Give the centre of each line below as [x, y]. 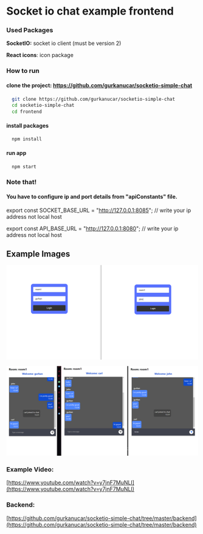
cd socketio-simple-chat [43, 105]
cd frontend [27, 112]
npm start [24, 166]
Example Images [38, 254]
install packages [28, 125]
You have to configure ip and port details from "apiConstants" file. [92, 196]
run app [16, 152]
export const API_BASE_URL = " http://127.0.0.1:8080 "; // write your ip [92, 228]
